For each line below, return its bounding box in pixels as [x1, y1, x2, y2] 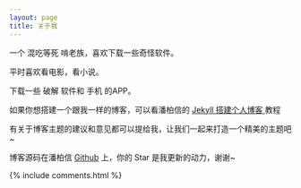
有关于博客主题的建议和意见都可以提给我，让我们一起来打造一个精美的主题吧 [9, 123, 292, 134]
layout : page [9, 13, 58, 22]
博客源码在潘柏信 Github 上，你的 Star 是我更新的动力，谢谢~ [9, 151, 236, 162]
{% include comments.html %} [9, 169, 123, 180]
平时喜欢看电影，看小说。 [9, 66, 104, 77]
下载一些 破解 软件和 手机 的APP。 [9, 85, 136, 96]
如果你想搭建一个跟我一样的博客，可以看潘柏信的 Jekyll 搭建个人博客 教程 [9, 104, 281, 115]
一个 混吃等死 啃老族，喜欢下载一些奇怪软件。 [9, 47, 179, 58]
